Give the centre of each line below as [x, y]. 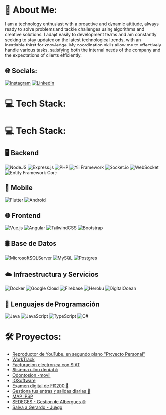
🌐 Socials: [21, 71]
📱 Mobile [19, 188]
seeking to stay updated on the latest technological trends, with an [73, 40]
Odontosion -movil [31, 375]
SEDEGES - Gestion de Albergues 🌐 [49, 401]
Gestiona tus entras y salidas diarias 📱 [51, 391]
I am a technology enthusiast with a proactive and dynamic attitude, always [82, 24]
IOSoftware [24, 380]
